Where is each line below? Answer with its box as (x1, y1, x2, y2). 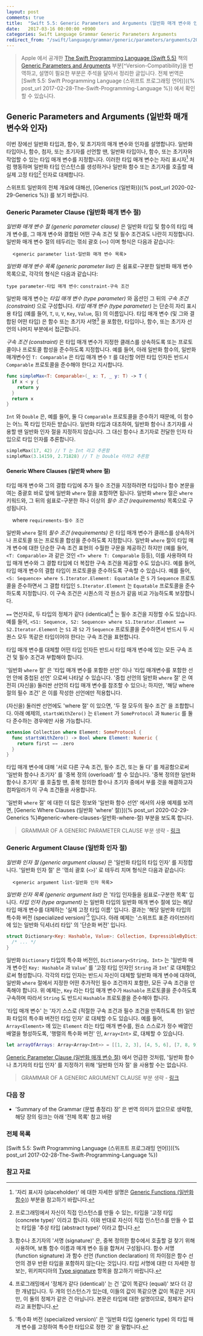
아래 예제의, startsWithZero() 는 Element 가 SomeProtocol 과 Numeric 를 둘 (14, 709, 193, 716)
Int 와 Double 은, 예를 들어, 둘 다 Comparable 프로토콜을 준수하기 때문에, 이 (6, 413, 182, 420)
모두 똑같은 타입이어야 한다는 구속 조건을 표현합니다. (17, 633, 140, 640)
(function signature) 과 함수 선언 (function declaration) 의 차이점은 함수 (14, 1252, 187, 1259)
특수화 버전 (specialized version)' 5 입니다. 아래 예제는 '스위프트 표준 (6, 913, 169, 921)
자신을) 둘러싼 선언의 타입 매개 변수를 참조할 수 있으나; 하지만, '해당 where (19, 681, 195, 689)
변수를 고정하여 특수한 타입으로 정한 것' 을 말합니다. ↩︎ (21, 1323, 149, 1330)
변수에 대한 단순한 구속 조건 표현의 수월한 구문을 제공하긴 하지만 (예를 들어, (12, 544, 188, 552)
